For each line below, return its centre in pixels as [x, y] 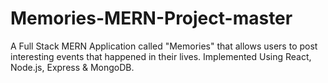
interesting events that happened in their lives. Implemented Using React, [161, 56]
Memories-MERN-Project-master [151, 18]
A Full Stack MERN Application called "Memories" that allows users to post [164, 46]
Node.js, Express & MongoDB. [72, 67]
